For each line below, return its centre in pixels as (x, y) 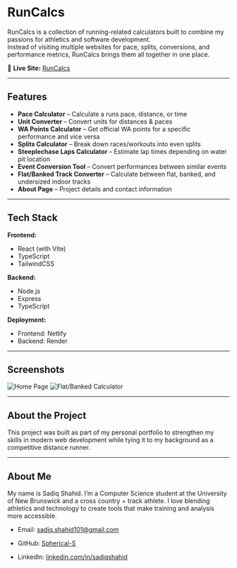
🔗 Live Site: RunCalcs (39, 68)
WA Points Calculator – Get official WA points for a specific (104, 129)
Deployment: (27, 319)
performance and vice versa (59, 136)
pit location (34, 159)
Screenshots (36, 369)
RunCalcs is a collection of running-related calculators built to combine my (116, 32)
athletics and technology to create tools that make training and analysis (111, 508)
